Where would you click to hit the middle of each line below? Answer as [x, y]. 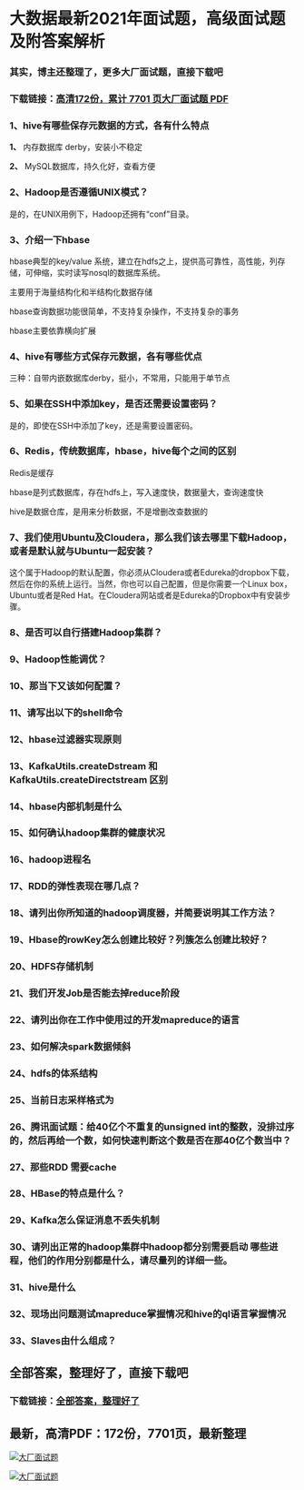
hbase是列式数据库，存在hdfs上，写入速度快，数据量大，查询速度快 [137, 492]
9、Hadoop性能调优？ [58, 659]
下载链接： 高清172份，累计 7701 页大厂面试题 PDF [119, 99]
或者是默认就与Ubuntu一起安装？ [82, 551]
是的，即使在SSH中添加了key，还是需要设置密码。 [103, 425]
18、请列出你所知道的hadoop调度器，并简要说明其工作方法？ [143, 913]
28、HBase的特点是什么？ [67, 1193]
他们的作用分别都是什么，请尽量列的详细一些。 [130, 1261]
